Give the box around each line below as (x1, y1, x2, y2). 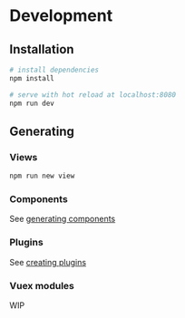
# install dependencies (9, 65, 100, 74)
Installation (9, 42, 74, 57)
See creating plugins (9, 256, 87, 267)
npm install (9, 73, 54, 82)
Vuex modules (9, 279, 74, 292)
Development (9, 5, 113, 26)
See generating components (9, 214, 116, 225)
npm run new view (9, 171, 75, 181)
